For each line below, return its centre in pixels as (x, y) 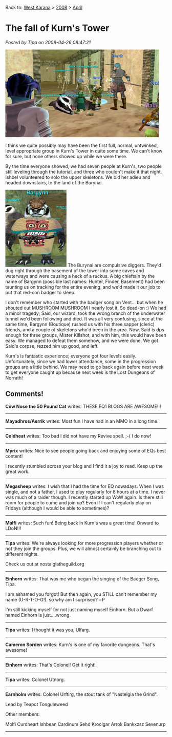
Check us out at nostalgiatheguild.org (45, 564)
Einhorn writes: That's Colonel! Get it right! (50, 665)
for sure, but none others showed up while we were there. (66, 156)
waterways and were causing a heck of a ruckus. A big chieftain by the (80, 276)
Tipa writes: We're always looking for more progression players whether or (84, 543)
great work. (17, 471)
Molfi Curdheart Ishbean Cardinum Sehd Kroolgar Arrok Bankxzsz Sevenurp (85, 724)
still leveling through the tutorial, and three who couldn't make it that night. (84, 172)
